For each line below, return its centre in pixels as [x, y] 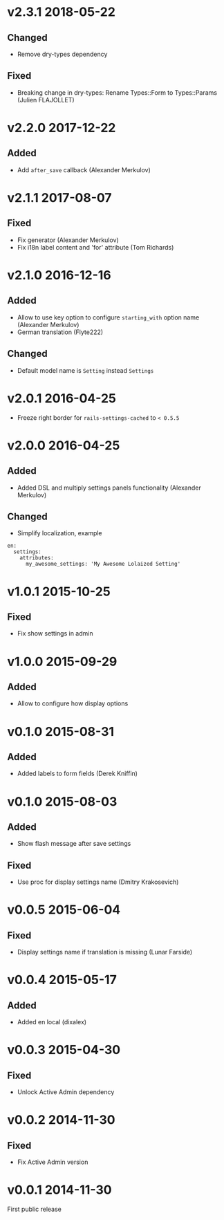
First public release [35, 1209]
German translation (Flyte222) [60, 332]
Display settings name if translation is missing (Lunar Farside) [105, 952]
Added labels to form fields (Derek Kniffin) [77, 774]
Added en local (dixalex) [52, 1022]
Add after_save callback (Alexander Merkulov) [84, 169]
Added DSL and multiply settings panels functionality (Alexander [109, 488]
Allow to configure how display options [73, 703]
